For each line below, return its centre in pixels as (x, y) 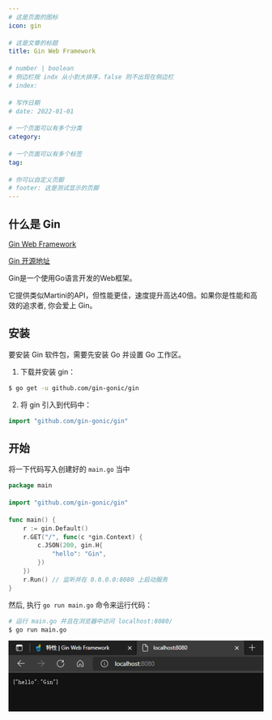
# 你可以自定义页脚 (36, 180)
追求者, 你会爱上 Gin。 (59, 305)
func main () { (32, 520)
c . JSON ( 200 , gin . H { (70, 546)
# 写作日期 (24, 103)
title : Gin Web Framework (52, 51)
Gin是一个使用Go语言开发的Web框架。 (72, 278)
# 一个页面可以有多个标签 (45, 154)
